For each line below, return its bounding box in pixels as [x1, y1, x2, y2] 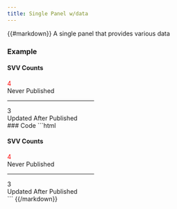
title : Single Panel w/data [7, 10, 89, 17]
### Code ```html [7, 121, 56, 129]
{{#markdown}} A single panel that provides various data [7, 29, 170, 37]
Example [7, 47, 37, 56]
